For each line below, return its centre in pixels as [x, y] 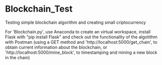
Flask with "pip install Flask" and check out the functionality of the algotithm [81, 37]
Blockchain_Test [39, 9]
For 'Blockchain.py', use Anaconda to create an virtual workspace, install [78, 32]
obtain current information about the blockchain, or [56, 47]
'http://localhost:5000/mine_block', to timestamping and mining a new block [81, 52]
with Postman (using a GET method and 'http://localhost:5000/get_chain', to [81, 42]
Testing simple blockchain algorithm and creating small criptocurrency [75, 22]
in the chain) [18, 57]
